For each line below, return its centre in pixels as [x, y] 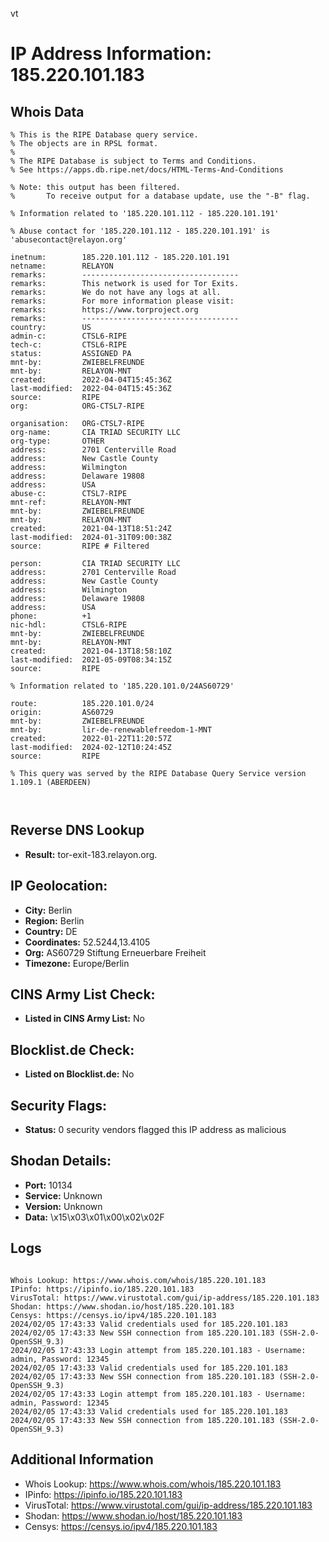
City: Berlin [48, 910]
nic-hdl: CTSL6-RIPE [69, 625]
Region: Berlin [54, 920]
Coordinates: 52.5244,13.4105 [87, 942]
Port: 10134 [48, 1185]
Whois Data [47, 111]
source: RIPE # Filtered [80, 546]
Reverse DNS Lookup [77, 830]
